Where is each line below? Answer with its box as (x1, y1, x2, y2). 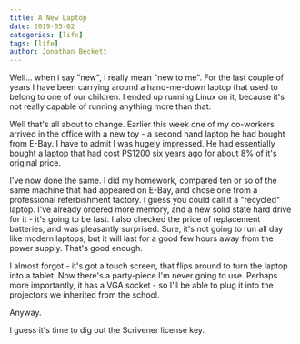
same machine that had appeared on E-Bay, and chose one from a (9, 185, 258, 196)
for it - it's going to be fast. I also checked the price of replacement (9, 214, 261, 225)
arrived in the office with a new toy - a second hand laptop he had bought (9, 128, 285, 139)
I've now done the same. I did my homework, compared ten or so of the (9, 175, 277, 187)
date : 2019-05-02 (9, 22, 75, 31)
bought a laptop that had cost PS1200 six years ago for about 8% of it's (9, 147, 277, 159)
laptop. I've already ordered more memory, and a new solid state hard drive (9, 204, 292, 215)
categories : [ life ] (9, 30, 84, 39)
